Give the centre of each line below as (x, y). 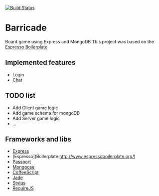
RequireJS (23, 188)
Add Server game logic (36, 118)
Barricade (26, 28)
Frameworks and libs (38, 139)
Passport (22, 162)
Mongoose (23, 167)
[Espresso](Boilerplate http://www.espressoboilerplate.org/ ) (74, 157)
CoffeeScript (25, 173)
